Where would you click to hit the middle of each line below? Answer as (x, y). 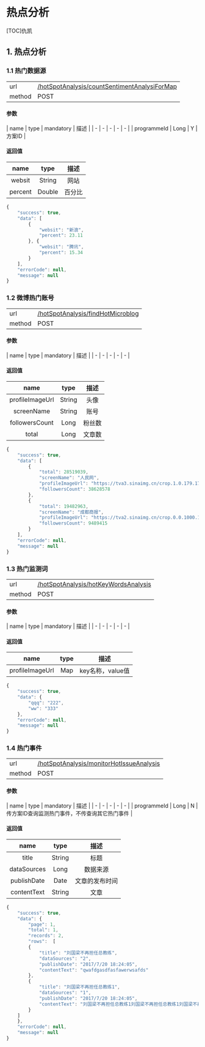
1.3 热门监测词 (27, 569)
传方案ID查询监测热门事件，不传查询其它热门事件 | (70, 813)
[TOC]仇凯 (19, 31)
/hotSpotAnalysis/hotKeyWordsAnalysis (94, 584)
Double (48, 192)
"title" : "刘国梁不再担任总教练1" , (79, 987)
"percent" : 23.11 (61, 236)
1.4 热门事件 (24, 748)
